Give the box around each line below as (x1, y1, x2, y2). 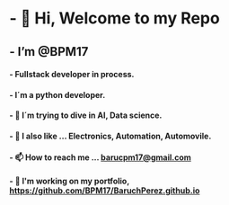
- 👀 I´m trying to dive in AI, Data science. (9, 110, 163, 120)
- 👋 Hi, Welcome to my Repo (9, 8, 220, 29)
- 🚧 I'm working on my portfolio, (9, 175, 130, 187)
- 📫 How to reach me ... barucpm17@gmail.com (9, 152, 191, 163)
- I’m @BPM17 (9, 44, 89, 59)
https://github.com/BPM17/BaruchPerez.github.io (9, 185, 200, 196)
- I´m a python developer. (9, 89, 106, 100)
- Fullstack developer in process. (9, 69, 135, 80)
